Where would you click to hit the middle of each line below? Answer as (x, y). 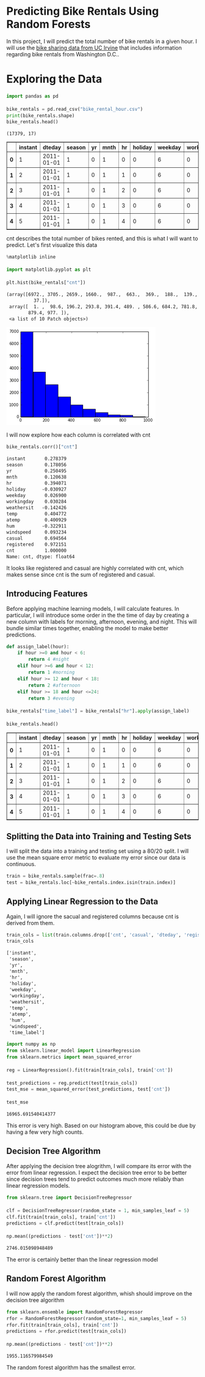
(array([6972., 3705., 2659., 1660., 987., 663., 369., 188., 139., (102, 294)
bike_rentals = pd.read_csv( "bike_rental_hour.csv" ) (75, 109)
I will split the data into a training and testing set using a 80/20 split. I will (98, 851)
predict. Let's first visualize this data (52, 245)
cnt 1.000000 (37, 550)
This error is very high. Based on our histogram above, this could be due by (101, 1126)
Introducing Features (47, 594)
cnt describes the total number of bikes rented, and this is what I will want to (102, 238)
